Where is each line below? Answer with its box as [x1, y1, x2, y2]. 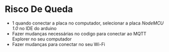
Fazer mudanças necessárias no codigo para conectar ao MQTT [12, 30, 147, 36]
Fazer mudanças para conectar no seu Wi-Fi [12, 41, 105, 47]
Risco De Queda [5, 3, 73, 15]
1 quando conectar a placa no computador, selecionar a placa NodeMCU [12, 20, 164, 26]
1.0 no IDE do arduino [12, 25, 57, 31]
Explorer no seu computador [12, 36, 72, 42]
